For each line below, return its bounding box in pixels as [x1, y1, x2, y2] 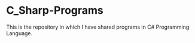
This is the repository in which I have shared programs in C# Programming [6, 23, 190, 30]
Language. [6, 29, 33, 36]
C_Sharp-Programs [6, 4, 103, 17]
